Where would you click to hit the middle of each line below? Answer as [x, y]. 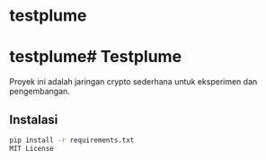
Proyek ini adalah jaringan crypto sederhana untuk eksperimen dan [133, 82]
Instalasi [34, 119]
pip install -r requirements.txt [72, 140]
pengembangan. [40, 92]
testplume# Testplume [96, 57]
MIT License [31, 148]
